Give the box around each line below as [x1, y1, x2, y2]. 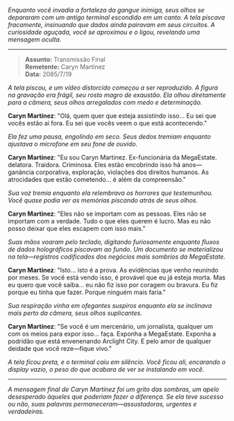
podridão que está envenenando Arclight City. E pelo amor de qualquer [8, 337, 211, 345]
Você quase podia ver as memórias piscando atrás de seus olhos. [8, 196, 199, 204]
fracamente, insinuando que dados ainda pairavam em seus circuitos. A [8, 21, 215, 28]
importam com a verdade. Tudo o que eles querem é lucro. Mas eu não [8, 217, 211, 225]
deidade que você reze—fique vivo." [8, 345, 112, 352]
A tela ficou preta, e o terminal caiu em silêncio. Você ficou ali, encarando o [8, 358, 226, 366]
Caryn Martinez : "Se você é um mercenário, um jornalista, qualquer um [8, 323, 214, 330]
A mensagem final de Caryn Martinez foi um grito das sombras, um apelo [8, 385, 219, 393]
